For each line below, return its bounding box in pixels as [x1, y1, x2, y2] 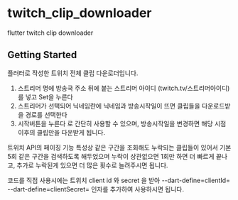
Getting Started [7, 49, 77, 61]
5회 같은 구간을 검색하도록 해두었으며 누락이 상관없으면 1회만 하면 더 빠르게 [7, 152, 215, 160]
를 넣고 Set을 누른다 [17, 92, 73, 101]
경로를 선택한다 [25, 110, 67, 118]
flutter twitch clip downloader [7, 28, 94, 37]
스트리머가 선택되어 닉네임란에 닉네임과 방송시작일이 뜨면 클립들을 [17, 101, 200, 110]
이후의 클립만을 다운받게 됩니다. [17, 128, 105, 136]
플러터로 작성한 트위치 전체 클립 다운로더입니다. [7, 69, 139, 77]
